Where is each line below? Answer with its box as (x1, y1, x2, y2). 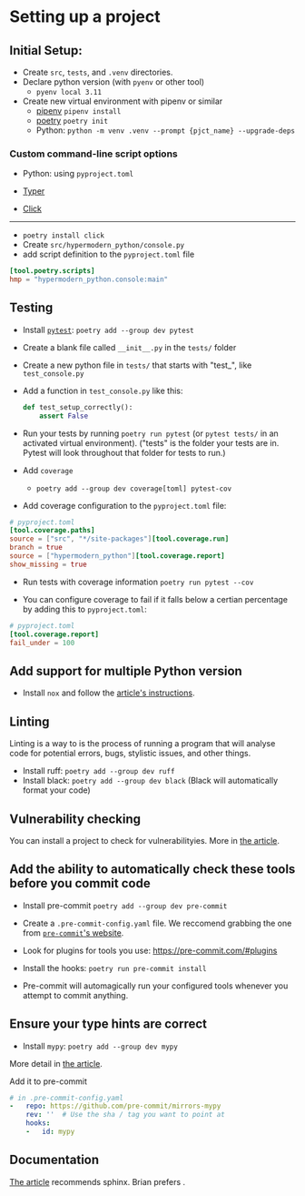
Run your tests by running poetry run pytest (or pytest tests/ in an (22, 428, 279, 439)
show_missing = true (9, 560, 88, 569)
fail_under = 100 (9, 638, 75, 647)
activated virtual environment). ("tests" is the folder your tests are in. (22, 437, 280, 448)
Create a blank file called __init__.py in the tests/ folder (22, 341, 237, 352)
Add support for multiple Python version (9, 663, 242, 679)
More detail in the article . (9, 1058, 103, 1069)
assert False (39, 411, 89, 421)
